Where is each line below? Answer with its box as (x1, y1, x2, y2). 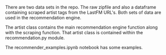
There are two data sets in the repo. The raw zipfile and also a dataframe (5, 4, 156, 10)
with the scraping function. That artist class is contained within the (5, 30, 143, 35)
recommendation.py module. (5, 35, 65, 41)
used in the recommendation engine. (5, 15, 81, 20)
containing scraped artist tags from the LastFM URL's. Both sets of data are (5, 9, 161, 15)
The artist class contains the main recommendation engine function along (5, 24, 158, 30)
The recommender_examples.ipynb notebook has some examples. (5, 45, 143, 50)
